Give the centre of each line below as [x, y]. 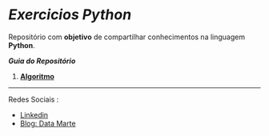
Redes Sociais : [34, 99]
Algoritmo [37, 76]
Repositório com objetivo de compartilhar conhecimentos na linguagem [127, 37]
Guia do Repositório [42, 61]
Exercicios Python [70, 15]
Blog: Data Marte [48, 123]
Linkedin [34, 114]
